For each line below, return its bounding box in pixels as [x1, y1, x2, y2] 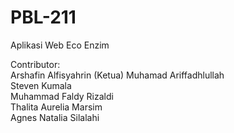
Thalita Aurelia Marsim [10, 101, 103, 113]
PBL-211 [10, 6, 77, 29]
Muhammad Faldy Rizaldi [10, 90, 114, 102]
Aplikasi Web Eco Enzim [10, 39, 110, 51]
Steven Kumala [10, 79, 72, 91]
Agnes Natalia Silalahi [10, 111, 100, 123]
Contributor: [10, 58, 61, 70]
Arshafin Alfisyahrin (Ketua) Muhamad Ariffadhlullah [10, 69, 225, 81]
